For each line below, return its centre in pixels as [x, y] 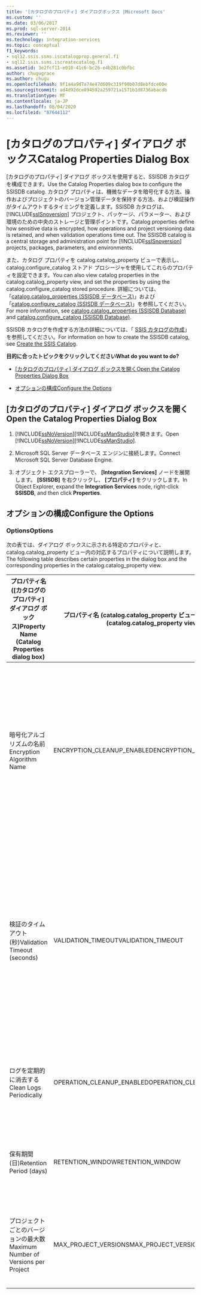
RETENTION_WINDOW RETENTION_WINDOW [117, 1162]
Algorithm [23, 759]
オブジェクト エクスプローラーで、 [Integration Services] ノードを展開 [102, 472]
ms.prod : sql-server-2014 [38, 29]
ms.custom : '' [24, 17]
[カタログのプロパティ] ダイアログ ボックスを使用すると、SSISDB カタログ [98, 177]
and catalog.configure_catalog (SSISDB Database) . [69, 317]
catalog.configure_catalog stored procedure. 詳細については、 [83, 289]
